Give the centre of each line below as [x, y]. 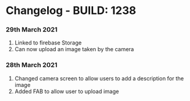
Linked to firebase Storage [48, 43]
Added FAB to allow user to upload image [67, 91]
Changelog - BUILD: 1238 [71, 11]
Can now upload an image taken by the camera [74, 49]
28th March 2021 [32, 65]
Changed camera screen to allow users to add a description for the [99, 78]
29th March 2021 [32, 30]
